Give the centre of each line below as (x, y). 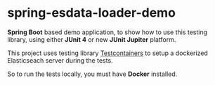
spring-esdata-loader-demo (91, 13)
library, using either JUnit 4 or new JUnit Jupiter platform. (92, 39)
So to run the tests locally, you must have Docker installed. (92, 74)
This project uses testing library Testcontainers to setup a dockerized (108, 53)
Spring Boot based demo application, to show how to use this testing (107, 32)
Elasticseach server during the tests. (60, 60)
